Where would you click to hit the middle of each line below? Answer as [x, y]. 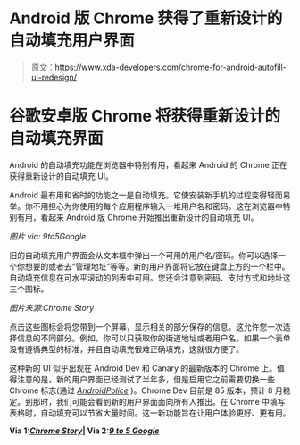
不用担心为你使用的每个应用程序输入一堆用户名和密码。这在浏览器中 [158, 206]
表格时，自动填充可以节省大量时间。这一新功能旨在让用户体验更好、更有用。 [150, 413]
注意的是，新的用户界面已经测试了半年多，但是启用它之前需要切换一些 [146, 379]
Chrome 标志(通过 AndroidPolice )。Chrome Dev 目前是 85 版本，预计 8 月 [146, 390]
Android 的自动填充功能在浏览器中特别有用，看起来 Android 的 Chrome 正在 [148, 164]
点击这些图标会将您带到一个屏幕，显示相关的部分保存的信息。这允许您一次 [146, 326]
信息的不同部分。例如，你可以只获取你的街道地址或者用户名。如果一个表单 [154, 338]
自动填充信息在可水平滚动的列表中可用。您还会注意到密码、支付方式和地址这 [150, 277]
